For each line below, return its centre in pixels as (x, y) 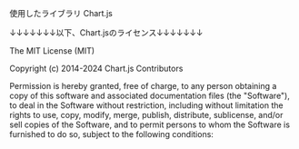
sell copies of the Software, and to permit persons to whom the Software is (150, 124)
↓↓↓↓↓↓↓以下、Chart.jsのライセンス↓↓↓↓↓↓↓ (106, 33)
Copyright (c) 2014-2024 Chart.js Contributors (96, 68)
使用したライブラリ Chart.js (61, 13)
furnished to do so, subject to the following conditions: (111, 134)
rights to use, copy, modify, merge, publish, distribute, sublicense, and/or (146, 115)
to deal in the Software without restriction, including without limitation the (146, 105)
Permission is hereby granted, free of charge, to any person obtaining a (143, 86)
